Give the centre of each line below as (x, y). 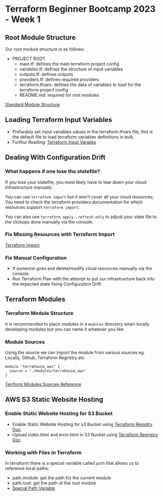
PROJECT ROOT (29, 59)
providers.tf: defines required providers (59, 79)
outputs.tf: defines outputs (46, 74)
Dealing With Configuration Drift (55, 158)
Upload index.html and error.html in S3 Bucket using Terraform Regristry (85, 434)
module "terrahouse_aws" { (33, 367)
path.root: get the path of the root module (54, 483)
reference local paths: (27, 469)
